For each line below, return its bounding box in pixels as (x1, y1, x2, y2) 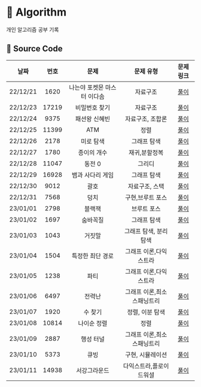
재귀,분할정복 (128, 148, 164, 156)
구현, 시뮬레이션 (125, 350, 167, 359)
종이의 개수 (78, 148, 108, 156)
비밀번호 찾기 (75, 103, 111, 111)
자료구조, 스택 (127, 182, 165, 191)
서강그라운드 (75, 366, 109, 374)
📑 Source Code (6, 44, 63, 54)
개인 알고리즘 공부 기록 (6, 26, 59, 33)
